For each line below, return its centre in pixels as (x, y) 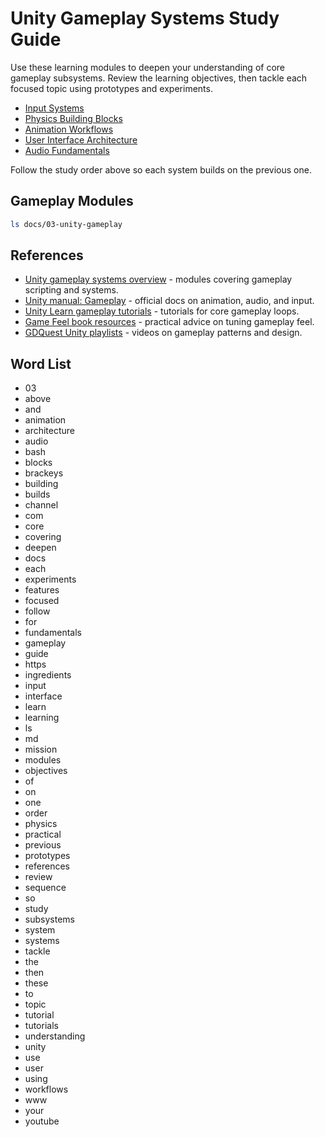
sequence (45, 888)
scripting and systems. (71, 290)
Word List (41, 363)
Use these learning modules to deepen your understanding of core (147, 67)
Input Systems (54, 108)
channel (41, 505)
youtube (42, 1121)
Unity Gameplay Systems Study (145, 18)
